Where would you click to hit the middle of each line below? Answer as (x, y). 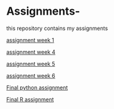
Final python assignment (37, 88)
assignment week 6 (31, 75)
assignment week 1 (30, 40)
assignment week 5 (31, 64)
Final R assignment (30, 99)
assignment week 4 (31, 52)
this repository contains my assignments (57, 28)
